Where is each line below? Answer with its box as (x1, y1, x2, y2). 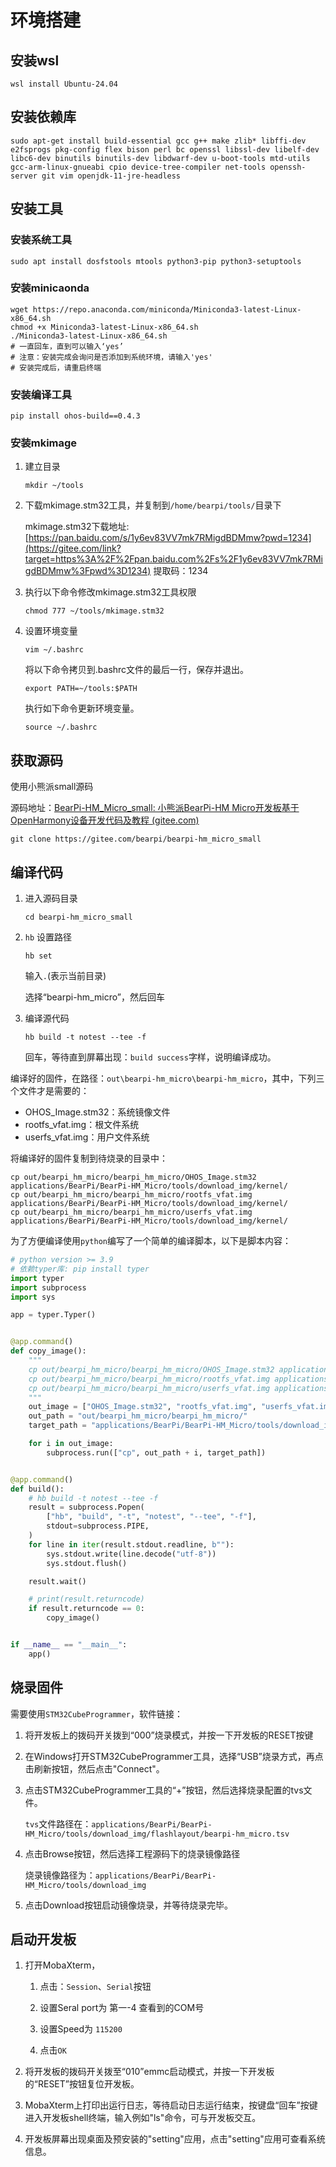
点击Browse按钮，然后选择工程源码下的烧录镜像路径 (24, 1847, 241, 1860)
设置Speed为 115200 (39, 2023, 123, 2035)
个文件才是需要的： (10, 1085, 90, 1097)
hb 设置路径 (24, 931, 73, 943)
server (10, 171, 38, 181)
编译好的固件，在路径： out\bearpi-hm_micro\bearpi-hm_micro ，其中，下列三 (10, 1072, 325, 1085)
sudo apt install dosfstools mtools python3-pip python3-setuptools (10, 256, 302, 266)
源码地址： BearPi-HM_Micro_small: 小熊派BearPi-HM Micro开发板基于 (10, 802, 300, 814)
